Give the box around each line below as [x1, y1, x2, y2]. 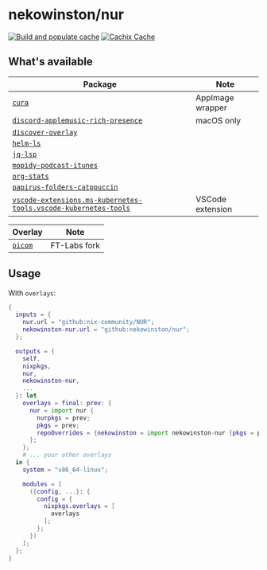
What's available [8, 55, 93, 68]
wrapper [195, 102, 228, 113]
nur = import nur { [29, 406, 94, 415]
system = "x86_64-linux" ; [22, 466, 109, 474]
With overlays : [8, 288, 56, 298]
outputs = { [15, 347, 56, 355]
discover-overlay [12, 127, 78, 137]
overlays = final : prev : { [22, 400, 112, 408]
